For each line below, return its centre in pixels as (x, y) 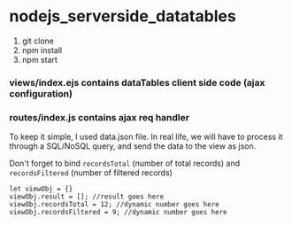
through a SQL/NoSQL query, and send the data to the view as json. (133, 146)
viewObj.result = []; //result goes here (87, 197)
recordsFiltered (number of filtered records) (91, 173)
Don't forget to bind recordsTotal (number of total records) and (125, 163)
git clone (38, 41)
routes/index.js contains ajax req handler (100, 117)
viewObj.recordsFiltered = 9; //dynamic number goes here (118, 213)
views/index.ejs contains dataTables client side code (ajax (137, 82)
